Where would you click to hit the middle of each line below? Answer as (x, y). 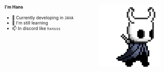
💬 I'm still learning (30, 23)
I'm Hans (14, 7)
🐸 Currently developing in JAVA (43, 18)
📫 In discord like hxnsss (36, 28)
